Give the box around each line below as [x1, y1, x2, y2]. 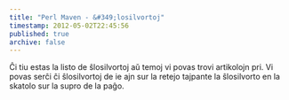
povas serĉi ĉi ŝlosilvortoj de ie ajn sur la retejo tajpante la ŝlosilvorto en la [9, 72, 280, 82]
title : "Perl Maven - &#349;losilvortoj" [9, 12, 165, 22]
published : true [9, 29, 69, 38]
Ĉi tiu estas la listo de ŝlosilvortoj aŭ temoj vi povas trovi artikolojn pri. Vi [9, 62, 274, 73]
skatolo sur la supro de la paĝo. [9, 81, 124, 91]
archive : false [9, 37, 66, 47]
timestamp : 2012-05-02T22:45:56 [9, 21, 129, 30]
